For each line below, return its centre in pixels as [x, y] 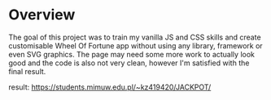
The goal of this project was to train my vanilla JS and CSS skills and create [135, 37]
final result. [27, 71]
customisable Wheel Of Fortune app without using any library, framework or [135, 45]
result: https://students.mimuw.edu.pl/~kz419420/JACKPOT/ [110, 87]
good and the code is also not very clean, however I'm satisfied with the [129, 63]
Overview [42, 15]
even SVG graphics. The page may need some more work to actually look [131, 54]
